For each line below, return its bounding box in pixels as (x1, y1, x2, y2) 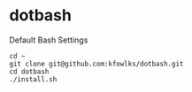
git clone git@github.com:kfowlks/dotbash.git (9, 59, 184, 68)
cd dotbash (9, 67, 50, 76)
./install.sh (9, 74, 58, 84)
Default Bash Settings (9, 34, 88, 45)
